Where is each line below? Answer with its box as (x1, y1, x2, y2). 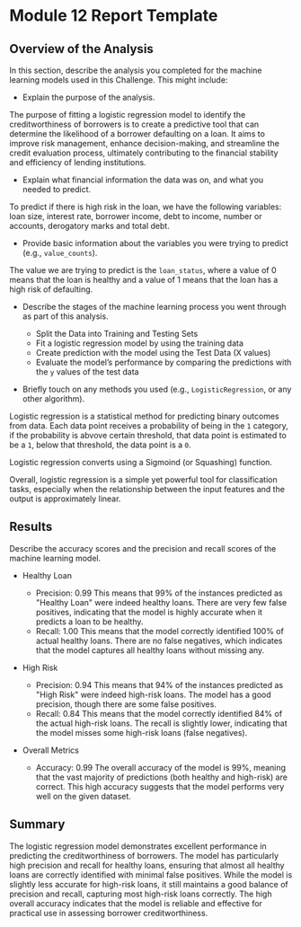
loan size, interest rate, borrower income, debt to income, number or (9, 211, 262, 221)
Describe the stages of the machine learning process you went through (22, 302, 287, 312)
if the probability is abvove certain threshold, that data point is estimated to (9, 430, 288, 440)
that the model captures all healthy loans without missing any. (35, 644, 265, 656)
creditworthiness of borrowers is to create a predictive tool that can (9, 119, 260, 129)
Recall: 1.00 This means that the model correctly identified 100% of (35, 625, 285, 636)
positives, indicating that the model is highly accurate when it (35, 606, 263, 617)
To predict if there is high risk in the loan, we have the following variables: (9, 201, 282, 212)
